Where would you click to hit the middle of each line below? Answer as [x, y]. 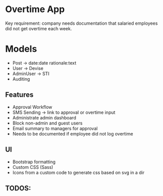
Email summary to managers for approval [55, 128]
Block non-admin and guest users [47, 123]
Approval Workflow [32, 107]
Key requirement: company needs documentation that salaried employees [81, 23]
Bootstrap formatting [34, 162]
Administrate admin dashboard [44, 117]
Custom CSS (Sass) [33, 167]
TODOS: [18, 188]
